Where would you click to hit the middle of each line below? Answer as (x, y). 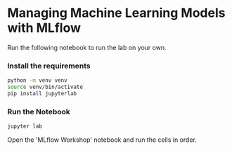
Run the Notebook (39, 111)
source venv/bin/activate (45, 87)
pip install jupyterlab (42, 93)
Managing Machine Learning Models (116, 13)
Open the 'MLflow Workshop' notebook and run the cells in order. (102, 140)
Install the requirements (49, 66)
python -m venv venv (38, 80)
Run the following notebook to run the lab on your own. (87, 47)
